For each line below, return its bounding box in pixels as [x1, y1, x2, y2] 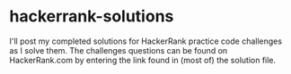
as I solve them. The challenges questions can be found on [9, 45, 228, 55]
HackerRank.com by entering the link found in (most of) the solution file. [9, 54, 277, 65]
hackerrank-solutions [9, 6, 174, 27]
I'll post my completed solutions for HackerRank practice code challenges [9, 36, 283, 46]
